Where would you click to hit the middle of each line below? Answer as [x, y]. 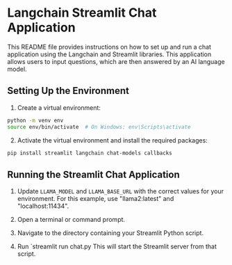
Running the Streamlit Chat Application [94, 174]
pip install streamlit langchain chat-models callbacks [90, 153]
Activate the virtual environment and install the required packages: [113, 140]
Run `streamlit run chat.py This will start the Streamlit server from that [117, 247]
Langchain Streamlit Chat [82, 13]
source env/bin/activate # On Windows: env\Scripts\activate [99, 127]
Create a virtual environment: [59, 107]
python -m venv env [35, 120]
